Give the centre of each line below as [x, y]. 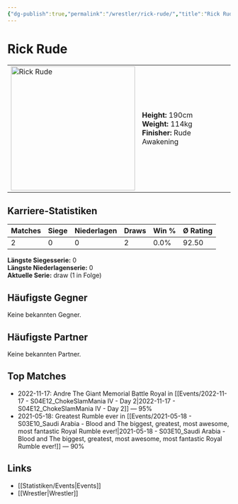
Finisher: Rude [166, 133]
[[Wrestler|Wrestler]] [48, 493]
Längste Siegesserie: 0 [42, 260]
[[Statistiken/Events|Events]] [59, 486]
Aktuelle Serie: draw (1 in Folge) [55, 275]
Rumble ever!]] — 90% [51, 446]
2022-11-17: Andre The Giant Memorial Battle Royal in [95, 393]
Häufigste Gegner [47, 297]
